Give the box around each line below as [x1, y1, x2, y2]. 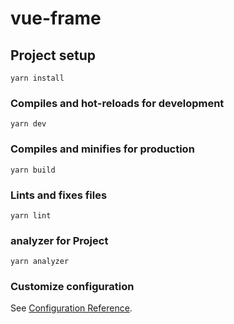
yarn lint [10, 210, 52, 221]
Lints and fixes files [10, 188, 108, 202]
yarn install [10, 73, 65, 83]
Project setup [10, 47, 97, 64]
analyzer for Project [10, 233, 109, 247]
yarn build [10, 165, 56, 175]
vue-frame [10, 7, 102, 30]
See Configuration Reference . [10, 302, 133, 314]
